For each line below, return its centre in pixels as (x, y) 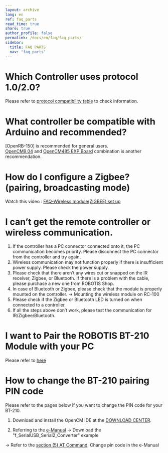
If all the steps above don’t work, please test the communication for (82, 310)
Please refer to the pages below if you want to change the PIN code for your (84, 405)
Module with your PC (50, 346)
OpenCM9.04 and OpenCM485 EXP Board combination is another (73, 152)
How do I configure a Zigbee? (67, 177)
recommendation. (23, 157)
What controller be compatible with (80, 121)
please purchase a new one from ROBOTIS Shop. (63, 283)
